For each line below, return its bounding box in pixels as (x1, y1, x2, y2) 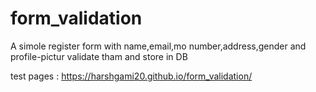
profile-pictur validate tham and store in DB (10, 50, 188, 62)
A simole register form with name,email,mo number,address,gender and (10, 40, 307, 52)
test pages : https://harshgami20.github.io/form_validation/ (10, 70, 253, 82)
